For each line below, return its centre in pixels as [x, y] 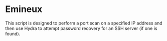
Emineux [24, 9]
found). [13, 33]
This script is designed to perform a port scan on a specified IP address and [84, 23]
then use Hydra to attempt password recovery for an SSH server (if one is [81, 28]
